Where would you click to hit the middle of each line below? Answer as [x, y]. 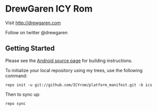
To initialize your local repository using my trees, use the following [74, 70]
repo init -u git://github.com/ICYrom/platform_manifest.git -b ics [79, 85]
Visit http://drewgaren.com [33, 23]
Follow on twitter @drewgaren [37, 32]
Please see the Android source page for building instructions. [69, 61]
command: [16, 76]
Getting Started [30, 48]
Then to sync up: [23, 94]
